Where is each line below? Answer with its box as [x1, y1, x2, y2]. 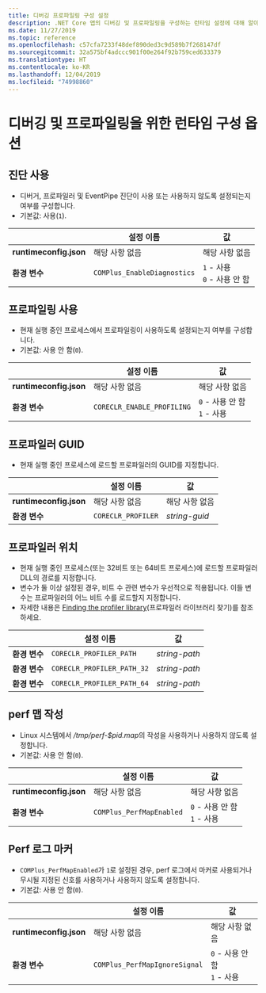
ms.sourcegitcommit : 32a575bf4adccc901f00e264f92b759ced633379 [8, 48, 222, 56]
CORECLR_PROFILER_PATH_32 [51, 663, 149, 673]
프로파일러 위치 [8, 540, 78, 554]
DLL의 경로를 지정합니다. [19, 572, 97, 582]
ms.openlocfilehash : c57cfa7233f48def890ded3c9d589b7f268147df [8, 41, 222, 49]
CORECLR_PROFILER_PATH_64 [51, 678, 149, 688]
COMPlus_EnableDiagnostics [93, 268, 196, 277]
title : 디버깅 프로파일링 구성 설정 [8, 11, 109, 20]
